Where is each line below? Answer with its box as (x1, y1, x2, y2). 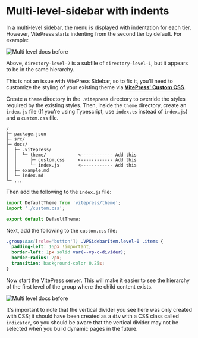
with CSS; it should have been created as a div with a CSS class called (6, 312, 180, 320)
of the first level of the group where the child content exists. (6, 283, 153, 290)
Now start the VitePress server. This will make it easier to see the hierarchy (6, 277, 190, 284)
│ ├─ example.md (6, 167, 49, 173)
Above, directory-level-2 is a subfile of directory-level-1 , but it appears (6, 60, 188, 67)
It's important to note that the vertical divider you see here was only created (6, 306, 192, 313)
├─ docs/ (6, 141, 28, 147)
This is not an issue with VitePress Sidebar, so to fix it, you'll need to (6, 77, 174, 84)
